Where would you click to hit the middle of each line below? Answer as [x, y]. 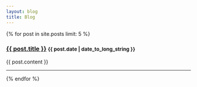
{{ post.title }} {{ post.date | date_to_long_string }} [71, 49]
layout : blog [22, 11]
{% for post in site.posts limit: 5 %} [48, 34]
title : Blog [21, 17]
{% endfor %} [23, 78]
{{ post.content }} [27, 62]
